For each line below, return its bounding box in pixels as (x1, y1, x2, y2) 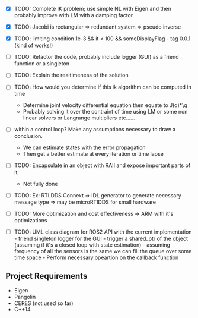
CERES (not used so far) (14, 300, 74, 307)
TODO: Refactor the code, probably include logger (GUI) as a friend (14, 53, 179, 61)
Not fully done (23, 180, 58, 187)
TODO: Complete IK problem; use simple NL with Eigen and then (14, 5, 171, 12)
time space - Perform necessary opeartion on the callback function (14, 254, 179, 261)
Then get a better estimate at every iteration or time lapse (23, 150, 164, 158)
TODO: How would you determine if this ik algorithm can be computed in (14, 83, 192, 91)
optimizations (14, 216, 48, 223)
